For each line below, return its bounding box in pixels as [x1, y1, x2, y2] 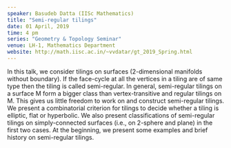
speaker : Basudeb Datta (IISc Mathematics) [7, 10, 134, 17]
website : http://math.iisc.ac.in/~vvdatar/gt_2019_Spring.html [7, 49, 193, 56]
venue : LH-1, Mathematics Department [7, 42, 116, 49]
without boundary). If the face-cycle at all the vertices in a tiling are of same [7, 74, 223, 83]
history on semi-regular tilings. [7, 133, 94, 141]
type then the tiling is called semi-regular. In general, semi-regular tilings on [7, 82, 223, 90]
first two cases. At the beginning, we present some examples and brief [7, 125, 208, 134]
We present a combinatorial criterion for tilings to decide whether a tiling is [7, 104, 219, 112]
